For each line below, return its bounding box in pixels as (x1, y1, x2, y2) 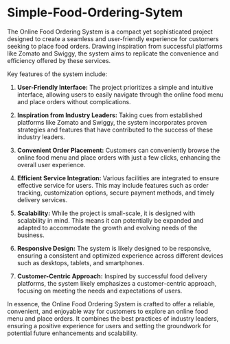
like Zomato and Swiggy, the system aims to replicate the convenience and (7, 49, 219, 58)
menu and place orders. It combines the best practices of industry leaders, (7, 314, 219, 323)
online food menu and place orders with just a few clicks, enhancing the (16, 153, 221, 162)
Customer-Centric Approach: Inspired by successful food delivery (16, 272, 207, 280)
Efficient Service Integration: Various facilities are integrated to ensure (16, 173, 220, 182)
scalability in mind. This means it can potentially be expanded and (16, 216, 204, 224)
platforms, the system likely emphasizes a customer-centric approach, (16, 279, 217, 287)
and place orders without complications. (16, 97, 132, 106)
